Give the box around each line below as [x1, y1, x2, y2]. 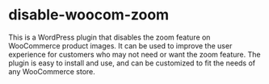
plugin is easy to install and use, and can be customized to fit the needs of [8, 58, 256, 68]
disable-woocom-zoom [8, 6, 170, 24]
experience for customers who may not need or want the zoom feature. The [8, 49, 261, 59]
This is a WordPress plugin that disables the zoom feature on [8, 32, 211, 42]
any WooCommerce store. [8, 66, 95, 76]
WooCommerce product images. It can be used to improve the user [8, 40, 233, 50]
